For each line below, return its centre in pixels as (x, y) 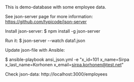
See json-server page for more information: (49, 16)
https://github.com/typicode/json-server (46, 22)
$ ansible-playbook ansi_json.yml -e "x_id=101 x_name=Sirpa (67, 60)
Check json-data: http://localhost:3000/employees (56, 74)
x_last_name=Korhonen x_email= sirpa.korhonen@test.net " (64, 65)
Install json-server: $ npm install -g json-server (53, 31)
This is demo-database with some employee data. (56, 7)
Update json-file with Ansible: (35, 50)
